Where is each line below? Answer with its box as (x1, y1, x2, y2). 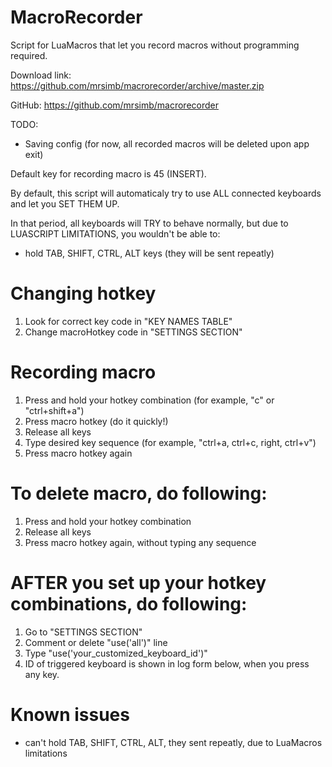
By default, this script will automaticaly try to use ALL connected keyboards (10, 187, 322, 199)
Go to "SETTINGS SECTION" (24, 626, 143, 638)
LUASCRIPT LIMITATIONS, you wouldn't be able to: (10, 227, 221, 240)
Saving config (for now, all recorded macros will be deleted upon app (24, 137, 310, 150)
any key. (24, 668, 60, 680)
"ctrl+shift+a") (24, 404, 85, 416)
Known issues (10, 703, 130, 726)
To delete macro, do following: (10, 482, 268, 505)
